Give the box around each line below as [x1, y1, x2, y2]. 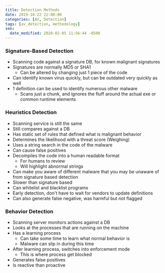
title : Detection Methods [5, 7, 60, 13]
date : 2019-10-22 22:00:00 [5, 12, 62, 17]
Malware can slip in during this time [20, 240, 94, 247]
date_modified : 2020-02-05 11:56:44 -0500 [10, 31, 100, 36]
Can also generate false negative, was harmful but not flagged [12, 195, 143, 201]
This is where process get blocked [20, 251, 92, 257]
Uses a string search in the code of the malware [12, 142, 113, 148]
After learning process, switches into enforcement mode [12, 246, 130, 252]
